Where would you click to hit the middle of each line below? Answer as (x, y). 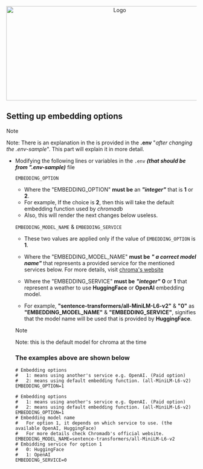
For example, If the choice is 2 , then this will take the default (99, 202)
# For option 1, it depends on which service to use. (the (94, 423)
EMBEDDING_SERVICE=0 (41, 460)
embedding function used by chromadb (73, 209)
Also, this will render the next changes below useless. (91, 215)
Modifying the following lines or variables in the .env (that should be (100, 161)
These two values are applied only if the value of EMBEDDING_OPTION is (110, 238)
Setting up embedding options (64, 116)
